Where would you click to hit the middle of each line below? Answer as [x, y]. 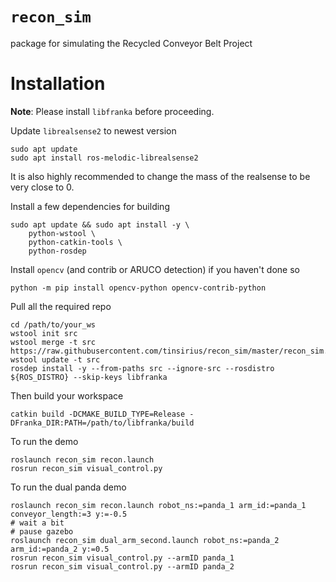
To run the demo [44, 441]
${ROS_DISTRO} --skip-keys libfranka [89, 377]
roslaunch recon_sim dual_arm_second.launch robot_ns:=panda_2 [145, 540]
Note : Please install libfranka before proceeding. [112, 111]
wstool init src [44, 333]
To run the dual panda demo [68, 487]
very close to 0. [42, 187]
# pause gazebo [42, 531]
